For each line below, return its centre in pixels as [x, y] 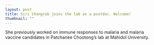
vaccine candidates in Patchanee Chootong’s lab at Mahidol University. [77, 37]
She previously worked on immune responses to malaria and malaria [75, 32]
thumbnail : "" [20, 18]
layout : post [19, 9]
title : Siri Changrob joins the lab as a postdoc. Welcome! [68, 14]
